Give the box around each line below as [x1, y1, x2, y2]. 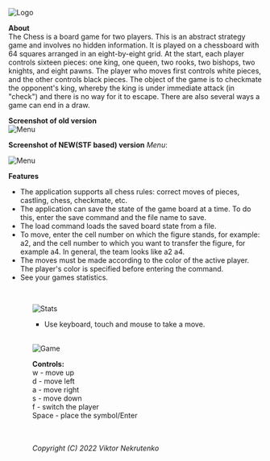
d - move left [31, 376, 75, 386]
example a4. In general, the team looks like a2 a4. [19, 247, 185, 256]
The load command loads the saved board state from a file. [19, 222, 217, 230]
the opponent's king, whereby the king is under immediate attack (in [8, 83, 235, 93]
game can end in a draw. [8, 101, 90, 110]
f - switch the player [31, 402, 99, 411]
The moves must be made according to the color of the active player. [19, 255, 250, 265]
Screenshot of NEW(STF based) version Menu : [8, 140, 168, 149]
